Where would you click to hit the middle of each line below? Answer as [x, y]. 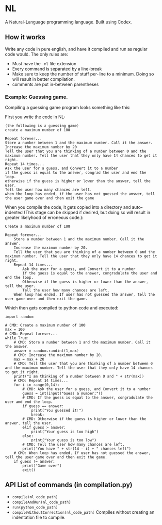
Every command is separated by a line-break [57, 69]
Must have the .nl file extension [44, 63]
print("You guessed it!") [57, 411]
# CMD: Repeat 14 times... [41, 381]
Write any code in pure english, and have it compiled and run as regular [76, 49]
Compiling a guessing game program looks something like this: [68, 108]
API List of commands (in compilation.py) [69, 485]
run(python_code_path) [35, 507]
